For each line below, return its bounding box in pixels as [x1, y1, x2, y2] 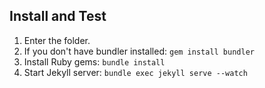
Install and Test [9, 8, 107, 25]
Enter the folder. [23, 34, 91, 46]
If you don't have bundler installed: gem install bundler [23, 45, 255, 57]
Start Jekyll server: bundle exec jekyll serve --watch [23, 66, 248, 78]
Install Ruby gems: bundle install [23, 55, 166, 68]
